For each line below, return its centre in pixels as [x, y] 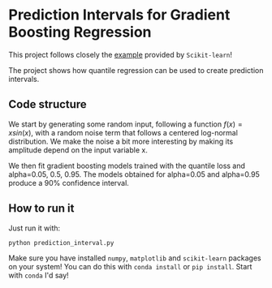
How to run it [41, 208]
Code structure [47, 104]
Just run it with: [35, 228]
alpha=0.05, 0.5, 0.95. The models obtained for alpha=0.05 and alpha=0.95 [134, 174]
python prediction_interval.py [61, 243]
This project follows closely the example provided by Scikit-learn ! [121, 54]
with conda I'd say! [39, 275]
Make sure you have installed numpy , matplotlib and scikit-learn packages [135, 258]
